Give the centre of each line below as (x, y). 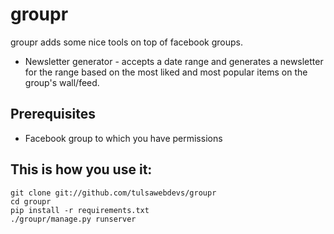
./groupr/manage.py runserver (73, 219)
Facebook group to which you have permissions (123, 138)
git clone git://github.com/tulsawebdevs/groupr (113, 193)
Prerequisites (53, 114)
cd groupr (31, 201)
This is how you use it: (81, 169)
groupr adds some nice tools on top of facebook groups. (126, 42)
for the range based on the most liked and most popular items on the (166, 72)
